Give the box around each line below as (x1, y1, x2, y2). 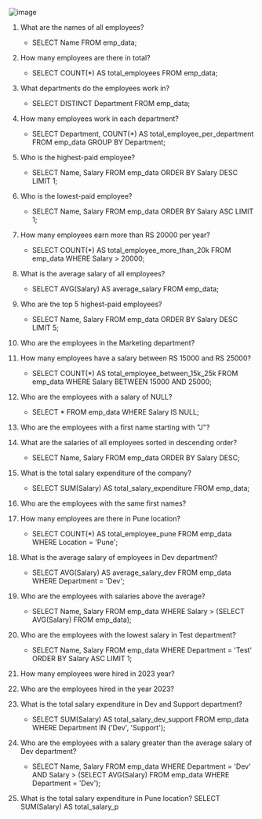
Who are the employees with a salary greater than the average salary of (20, 738, 253, 748)
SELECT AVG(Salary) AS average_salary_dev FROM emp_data (31, 568, 232, 577)
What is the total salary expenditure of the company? (20, 468, 191, 477)
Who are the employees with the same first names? (20, 499, 187, 508)
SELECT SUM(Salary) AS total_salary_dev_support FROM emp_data (31, 715, 249, 724)
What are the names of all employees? (20, 23, 144, 31)
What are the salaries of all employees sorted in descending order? (20, 438, 238, 447)
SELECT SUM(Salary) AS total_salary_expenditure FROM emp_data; (31, 484, 250, 492)
